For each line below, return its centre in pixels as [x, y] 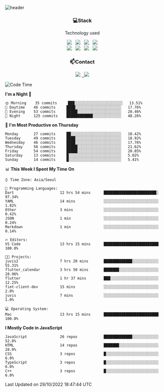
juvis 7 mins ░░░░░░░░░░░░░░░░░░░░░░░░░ [82, 295]
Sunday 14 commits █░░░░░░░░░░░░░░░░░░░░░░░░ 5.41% [72, 160]
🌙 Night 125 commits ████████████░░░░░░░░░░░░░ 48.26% [73, 116]
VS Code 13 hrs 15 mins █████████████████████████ [82, 244]
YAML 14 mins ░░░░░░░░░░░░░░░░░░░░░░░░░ [82, 201]
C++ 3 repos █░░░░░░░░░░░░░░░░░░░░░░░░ [82, 371]
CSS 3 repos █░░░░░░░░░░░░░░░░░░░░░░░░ [82, 354]
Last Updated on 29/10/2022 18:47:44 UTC [48, 384]
